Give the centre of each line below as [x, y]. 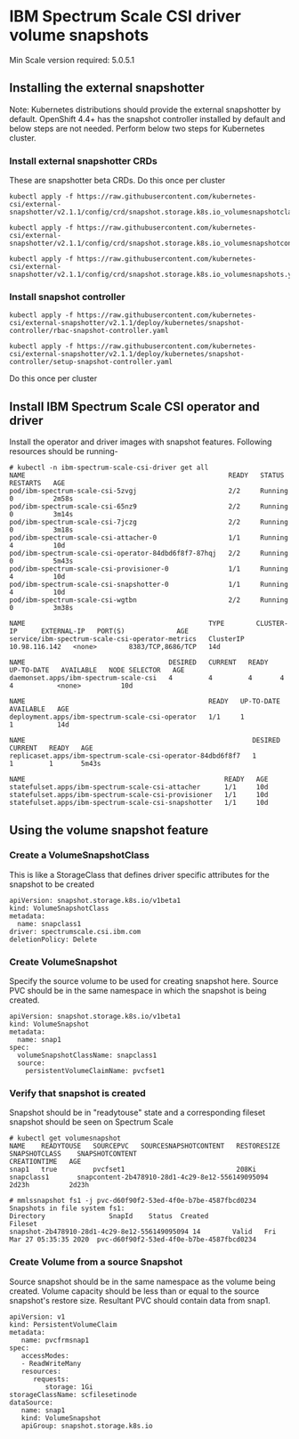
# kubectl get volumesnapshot [65, 1138]
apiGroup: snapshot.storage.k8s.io [87, 1426]
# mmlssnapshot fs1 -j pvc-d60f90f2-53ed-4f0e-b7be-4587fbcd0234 [133, 1201]
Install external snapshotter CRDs [84, 160]
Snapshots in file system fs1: [67, 1208]
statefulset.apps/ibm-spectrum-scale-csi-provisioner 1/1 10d [139, 795]
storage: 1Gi [69, 1386]
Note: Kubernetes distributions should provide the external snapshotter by [145, 110]
